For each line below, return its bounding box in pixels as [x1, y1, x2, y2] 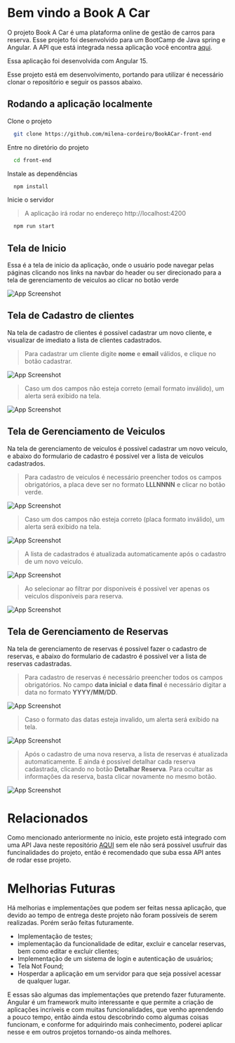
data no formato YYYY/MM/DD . [24, 688, 118, 696]
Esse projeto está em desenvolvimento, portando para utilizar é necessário [7, 70, 224, 79]
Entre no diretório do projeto [7, 143, 89, 152]
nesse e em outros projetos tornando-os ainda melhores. [7, 1028, 172, 1037]
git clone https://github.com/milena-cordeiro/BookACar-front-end [13, 130, 212, 138]
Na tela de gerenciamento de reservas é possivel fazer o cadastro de [7, 644, 207, 652]
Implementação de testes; [17, 932, 93, 940]
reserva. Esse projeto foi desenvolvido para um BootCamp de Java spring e [7, 35, 226, 44]
